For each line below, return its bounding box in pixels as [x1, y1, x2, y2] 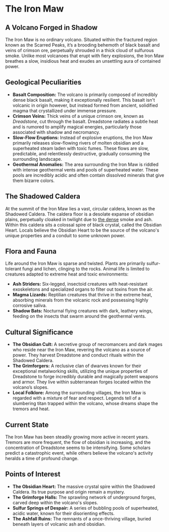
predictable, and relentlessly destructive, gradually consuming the [12, 150, 150, 157]
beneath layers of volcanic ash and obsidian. [12, 521, 106, 527]
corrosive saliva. [12, 302, 47, 308]
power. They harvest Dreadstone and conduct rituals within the [12, 352, 144, 358]
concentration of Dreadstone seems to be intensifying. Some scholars [5, 445, 151, 451]
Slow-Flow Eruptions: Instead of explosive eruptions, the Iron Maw [12, 135, 153, 141]
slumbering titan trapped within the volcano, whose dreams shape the [12, 401, 158, 407]
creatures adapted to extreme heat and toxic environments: [5, 271, 129, 277]
